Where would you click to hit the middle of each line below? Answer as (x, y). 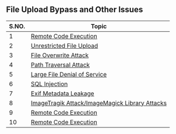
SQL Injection (49, 83)
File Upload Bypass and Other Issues (75, 10)
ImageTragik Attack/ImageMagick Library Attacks (99, 103)
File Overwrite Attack (60, 55)
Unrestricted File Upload (65, 45)
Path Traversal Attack (60, 65)
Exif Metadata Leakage (62, 93)
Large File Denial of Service (69, 74)
